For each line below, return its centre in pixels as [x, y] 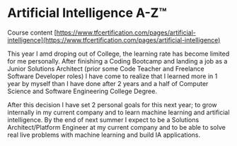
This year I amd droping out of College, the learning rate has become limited [118, 54]
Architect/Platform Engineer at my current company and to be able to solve [117, 127]
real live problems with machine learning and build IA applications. [104, 135]
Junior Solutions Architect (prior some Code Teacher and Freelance [106, 68]
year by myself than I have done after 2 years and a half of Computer [108, 83]
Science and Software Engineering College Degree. [82, 91]
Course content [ [32, 32]
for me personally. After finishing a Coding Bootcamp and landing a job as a [117, 61]
